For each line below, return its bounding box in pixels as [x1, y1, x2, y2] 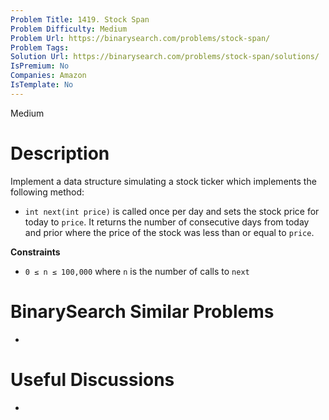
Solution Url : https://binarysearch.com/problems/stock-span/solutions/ [10, 52, 320, 62]
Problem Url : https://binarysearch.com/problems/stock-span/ [10, 33, 271, 43]
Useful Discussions [10, 368, 175, 391]
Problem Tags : [10, 42, 70, 53]
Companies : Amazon [10, 71, 87, 81]
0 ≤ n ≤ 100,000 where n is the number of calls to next [24, 265, 250, 277]
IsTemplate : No [10, 80, 74, 90]
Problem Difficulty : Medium [10, 24, 128, 34]
